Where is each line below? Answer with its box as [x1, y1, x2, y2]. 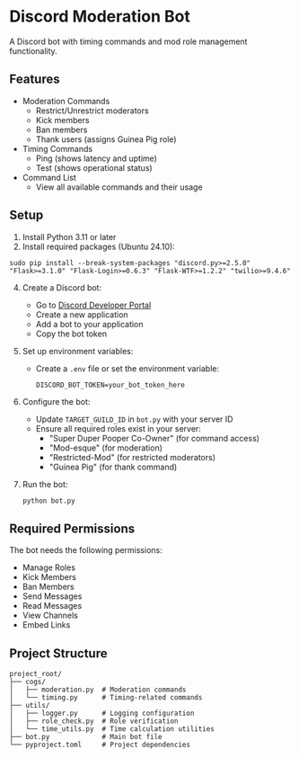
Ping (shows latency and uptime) [35, 153, 157, 164]
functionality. [9, 45, 58, 56]
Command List [22, 172, 76, 183]
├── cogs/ [9, 677, 47, 687]
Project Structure [9, 646, 108, 661]
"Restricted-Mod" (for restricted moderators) [48, 451, 216, 462]
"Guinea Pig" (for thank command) [48, 461, 178, 472]
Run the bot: [22, 478, 68, 489]
